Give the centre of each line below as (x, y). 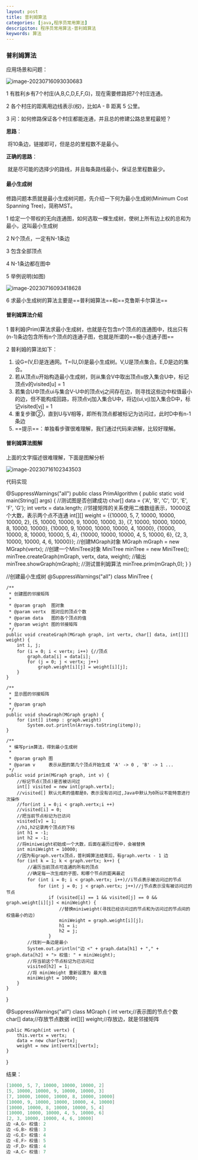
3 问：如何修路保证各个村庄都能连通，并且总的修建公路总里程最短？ (89, 119)
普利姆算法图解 (24, 443)
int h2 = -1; (33, 838)
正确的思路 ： (22, 157)
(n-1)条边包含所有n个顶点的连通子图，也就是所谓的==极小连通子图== (90, 336)
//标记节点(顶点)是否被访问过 (48, 782)
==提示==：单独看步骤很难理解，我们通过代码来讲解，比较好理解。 (97, 428)
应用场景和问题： (27, 69)
